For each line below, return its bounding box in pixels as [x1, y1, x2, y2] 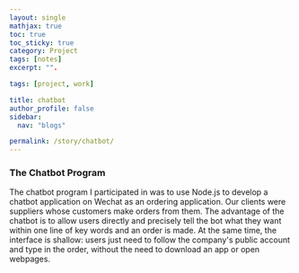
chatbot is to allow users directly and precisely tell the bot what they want [9, 216, 282, 226]
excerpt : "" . [9, 64, 58, 73]
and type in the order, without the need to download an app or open [9, 244, 260, 255]
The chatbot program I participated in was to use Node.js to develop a [9, 187, 268, 198]
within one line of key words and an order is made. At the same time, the [9, 225, 277, 236]
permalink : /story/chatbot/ [9, 136, 115, 146]
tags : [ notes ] [9, 55, 63, 64]
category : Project [9, 47, 78, 56]
